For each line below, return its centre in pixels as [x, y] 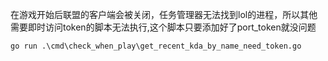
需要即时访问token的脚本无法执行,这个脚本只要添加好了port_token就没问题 [163, 27]
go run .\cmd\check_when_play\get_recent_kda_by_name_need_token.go [156, 46]
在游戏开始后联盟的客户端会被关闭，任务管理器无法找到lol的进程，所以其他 [164, 14]
